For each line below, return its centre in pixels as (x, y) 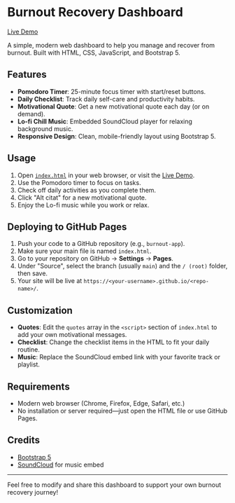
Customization (40, 310)
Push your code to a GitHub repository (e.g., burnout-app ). (101, 244)
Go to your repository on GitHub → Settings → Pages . (95, 259)
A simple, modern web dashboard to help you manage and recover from (111, 45)
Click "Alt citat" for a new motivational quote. (82, 198)
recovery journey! (33, 492)
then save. (32, 273)
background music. (45, 129)
